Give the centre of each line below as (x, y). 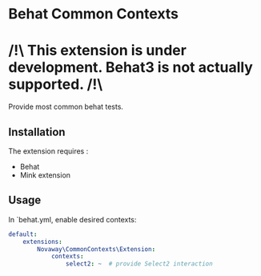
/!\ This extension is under (97, 51)
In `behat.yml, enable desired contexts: (72, 219)
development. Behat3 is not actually (131, 68)
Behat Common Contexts (93, 14)
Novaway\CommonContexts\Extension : (96, 249)
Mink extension (45, 175)
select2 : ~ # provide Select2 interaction (139, 264)
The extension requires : (48, 151)
